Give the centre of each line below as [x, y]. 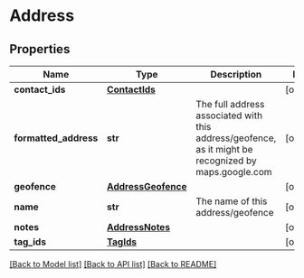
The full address [230, 104]
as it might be [224, 149]
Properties [40, 49]
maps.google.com [234, 172]
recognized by [226, 161]
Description [236, 74]
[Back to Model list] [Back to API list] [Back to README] [113, 264]
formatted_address [56, 138]
